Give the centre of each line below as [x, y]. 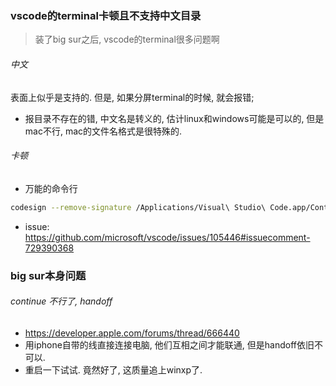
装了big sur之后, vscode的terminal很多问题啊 [127, 39]
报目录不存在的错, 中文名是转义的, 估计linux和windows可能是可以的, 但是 [174, 118]
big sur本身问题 [48, 275]
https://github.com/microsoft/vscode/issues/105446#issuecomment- [167, 237]
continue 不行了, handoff [61, 301]
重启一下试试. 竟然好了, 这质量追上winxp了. [113, 369]
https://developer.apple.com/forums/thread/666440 [132, 333]
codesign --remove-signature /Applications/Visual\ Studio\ [138, 207]
